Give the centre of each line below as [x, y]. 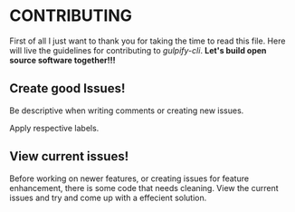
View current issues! [69, 156]
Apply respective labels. [54, 128]
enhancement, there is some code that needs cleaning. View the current [144, 188]
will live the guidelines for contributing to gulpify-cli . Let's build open [138, 50]
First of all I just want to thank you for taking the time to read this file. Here [147, 41]
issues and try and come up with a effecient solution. [108, 198]
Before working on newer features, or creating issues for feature [129, 178]
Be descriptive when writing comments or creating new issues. [127, 111]
